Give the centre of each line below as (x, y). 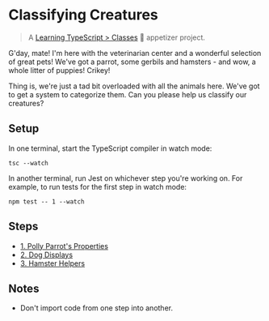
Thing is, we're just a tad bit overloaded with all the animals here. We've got (134, 86)
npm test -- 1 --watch (46, 201)
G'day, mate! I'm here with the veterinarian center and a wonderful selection (135, 53)
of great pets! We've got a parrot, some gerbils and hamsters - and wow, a (132, 62)
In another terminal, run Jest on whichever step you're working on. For (126, 178)
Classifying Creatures (84, 15)
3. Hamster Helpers (53, 263)
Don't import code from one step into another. (97, 308)
